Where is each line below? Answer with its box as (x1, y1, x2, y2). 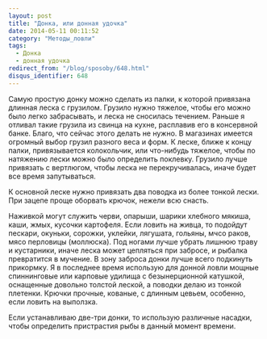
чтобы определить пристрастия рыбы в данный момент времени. (8, 320, 236, 331)
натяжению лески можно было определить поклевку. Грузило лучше (8, 154, 248, 164)
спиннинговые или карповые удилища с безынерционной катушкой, (8, 271, 244, 281)
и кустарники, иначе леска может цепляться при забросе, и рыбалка (8, 245, 248, 255)
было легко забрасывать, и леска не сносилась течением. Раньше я (8, 111, 245, 121)
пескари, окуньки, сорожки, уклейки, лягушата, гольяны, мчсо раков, (8, 228, 251, 238)
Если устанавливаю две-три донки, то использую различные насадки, (8, 312, 252, 322)
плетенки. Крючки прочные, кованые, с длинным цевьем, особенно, (8, 288, 246, 298)
